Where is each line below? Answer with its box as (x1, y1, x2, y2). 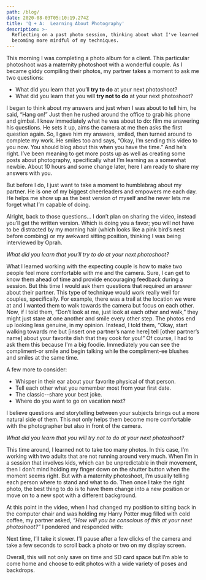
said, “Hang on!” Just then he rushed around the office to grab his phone (6, 111, 191, 118)
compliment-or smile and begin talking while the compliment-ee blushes (6, 347, 189, 355)
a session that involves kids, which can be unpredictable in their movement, (6, 459, 198, 466)
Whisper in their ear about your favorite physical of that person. (15, 378, 176, 385)
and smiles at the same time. (6, 354, 78, 361)
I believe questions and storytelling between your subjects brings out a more (6, 409, 200, 416)
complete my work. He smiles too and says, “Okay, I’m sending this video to (6, 137, 198, 144)
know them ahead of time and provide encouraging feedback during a (6, 276, 183, 283)
